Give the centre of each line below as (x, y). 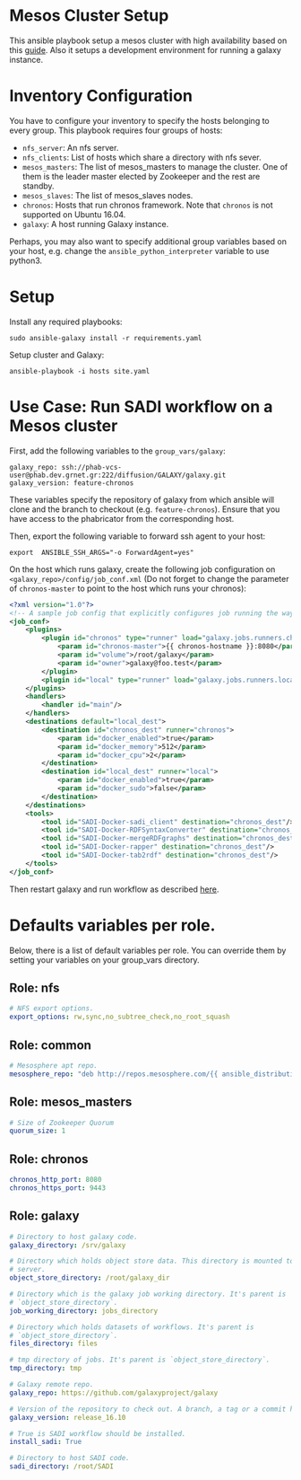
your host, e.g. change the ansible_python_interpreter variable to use (139, 251)
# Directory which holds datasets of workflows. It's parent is (132, 1327)
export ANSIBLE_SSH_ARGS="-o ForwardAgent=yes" (102, 552)
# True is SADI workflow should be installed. (98, 1433)
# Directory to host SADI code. (69, 1458)
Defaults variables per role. (112, 925)
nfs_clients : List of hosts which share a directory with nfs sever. (142, 157)
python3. (26, 260)
